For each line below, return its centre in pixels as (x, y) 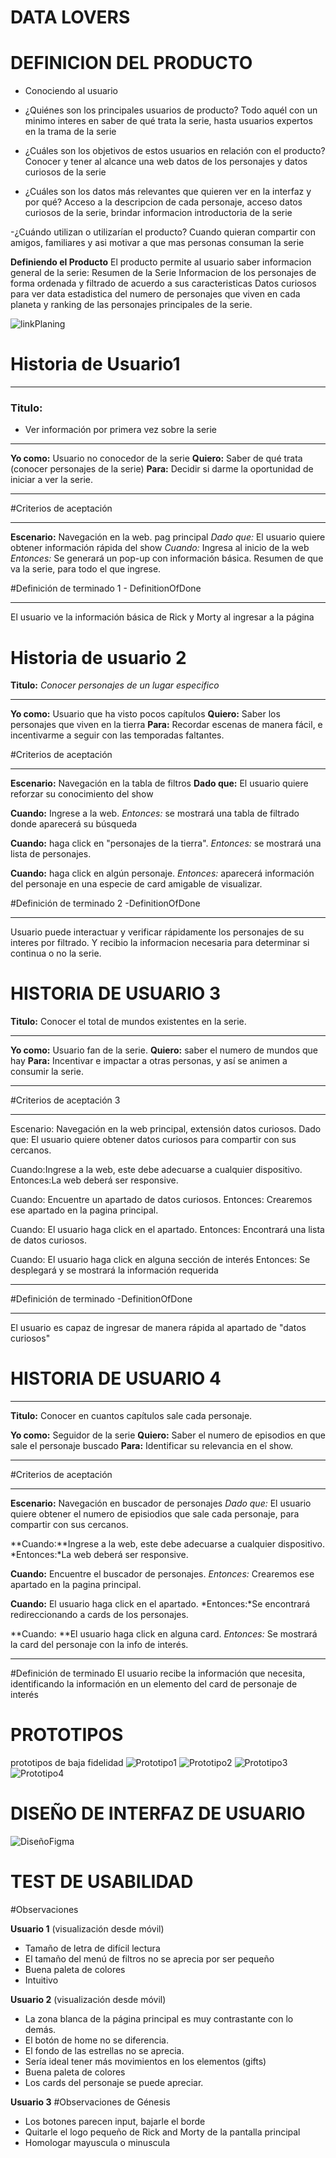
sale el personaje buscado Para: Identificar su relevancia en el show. (151, 1446)
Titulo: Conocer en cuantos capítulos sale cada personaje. (131, 1416)
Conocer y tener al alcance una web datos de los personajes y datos (166, 162)
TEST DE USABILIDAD (102, 1882)
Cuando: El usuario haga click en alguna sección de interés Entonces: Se (160, 1260)
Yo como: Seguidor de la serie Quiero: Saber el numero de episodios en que (168, 1435)
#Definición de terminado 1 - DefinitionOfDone (106, 588)
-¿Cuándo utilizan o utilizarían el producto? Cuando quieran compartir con (163, 232)
